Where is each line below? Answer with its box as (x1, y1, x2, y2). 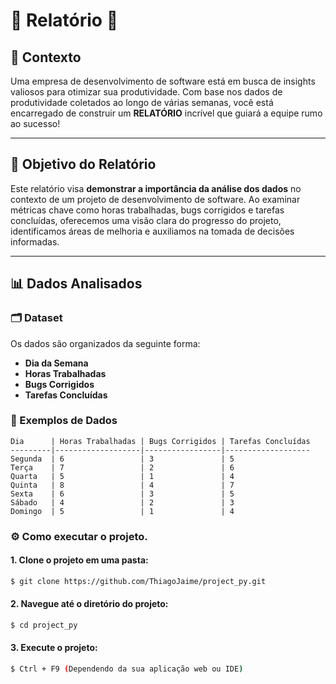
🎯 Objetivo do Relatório (10, 156, 157, 173)
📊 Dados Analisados (10, 275, 143, 293)
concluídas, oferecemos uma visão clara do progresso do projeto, (10, 214, 282, 226)
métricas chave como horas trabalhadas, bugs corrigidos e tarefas (10, 204, 285, 216)
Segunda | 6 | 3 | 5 (10, 454, 235, 464)
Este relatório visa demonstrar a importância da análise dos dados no (10, 182, 302, 194)
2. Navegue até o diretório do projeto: (10, 598, 169, 610)
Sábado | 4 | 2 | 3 (10, 497, 235, 508)
